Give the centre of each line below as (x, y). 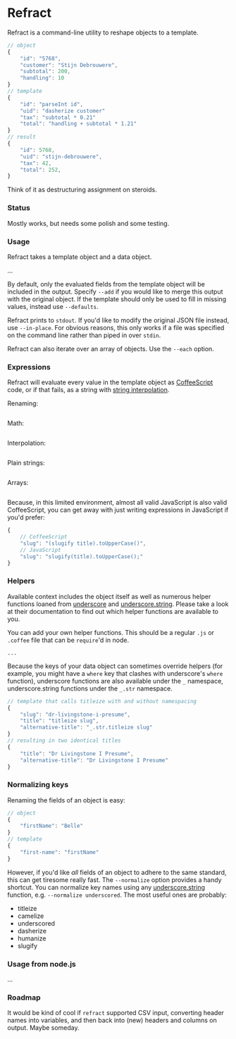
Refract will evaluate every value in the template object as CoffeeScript (110, 382)
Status (19, 208)
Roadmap (24, 997)
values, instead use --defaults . (53, 306)
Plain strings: (26, 463)
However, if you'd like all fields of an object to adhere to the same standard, (117, 872)
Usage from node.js (42, 964)
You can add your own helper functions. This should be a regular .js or (111, 632)
